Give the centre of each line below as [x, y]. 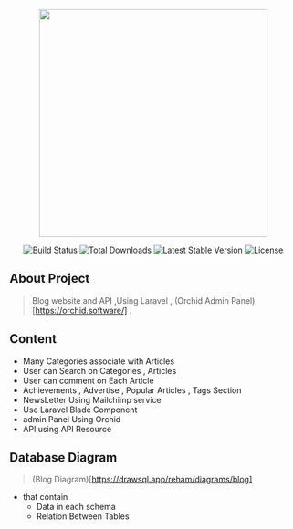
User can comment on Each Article [88, 380]
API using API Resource [67, 429]
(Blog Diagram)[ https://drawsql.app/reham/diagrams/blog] [142, 480]
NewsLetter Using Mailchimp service [92, 399]
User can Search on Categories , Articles [99, 370]
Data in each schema [76, 507]
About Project [50, 279]
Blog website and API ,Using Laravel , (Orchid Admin [131, 300]
